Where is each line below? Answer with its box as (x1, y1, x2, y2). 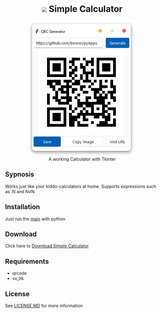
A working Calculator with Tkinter (48, 156, 116, 162)
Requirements (5, 257, 49, 265)
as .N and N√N (5, 188, 35, 194)
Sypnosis (5, 170, 34, 179)
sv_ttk (12, 276, 24, 282)
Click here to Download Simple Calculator (5, 243, 89, 249)
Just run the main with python (5, 216, 66, 222)
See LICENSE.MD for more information (5, 303, 83, 309)
